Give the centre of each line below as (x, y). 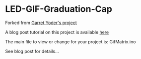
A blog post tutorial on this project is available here (57, 32)
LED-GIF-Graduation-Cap (59, 9)
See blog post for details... (32, 51)
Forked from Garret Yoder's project (41, 23)
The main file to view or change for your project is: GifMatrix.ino (70, 42)
